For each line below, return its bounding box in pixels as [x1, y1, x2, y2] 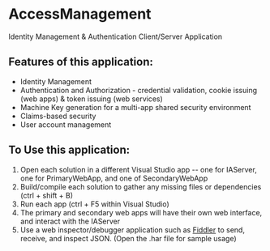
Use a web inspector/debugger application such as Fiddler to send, [19, 224, 246, 235]
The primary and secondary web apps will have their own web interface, [19, 207, 263, 217]
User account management [19, 119, 112, 130]
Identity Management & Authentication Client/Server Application [8, 32, 223, 41]
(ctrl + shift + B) [19, 190, 74, 200]
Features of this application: [8, 55, 154, 69]
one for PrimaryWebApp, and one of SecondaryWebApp [19, 173, 208, 183]
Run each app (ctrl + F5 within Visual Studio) [19, 199, 170, 209]
